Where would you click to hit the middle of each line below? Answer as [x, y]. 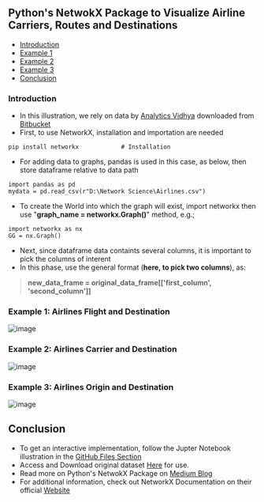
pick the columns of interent [65, 259]
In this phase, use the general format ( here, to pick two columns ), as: [132, 267]
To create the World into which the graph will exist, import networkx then [138, 206]
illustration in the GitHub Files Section [80, 456]
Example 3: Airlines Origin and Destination [91, 387]
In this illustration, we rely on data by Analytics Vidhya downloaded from [137, 116]
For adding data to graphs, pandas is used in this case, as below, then [133, 162]
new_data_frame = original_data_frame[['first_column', [119, 283]
